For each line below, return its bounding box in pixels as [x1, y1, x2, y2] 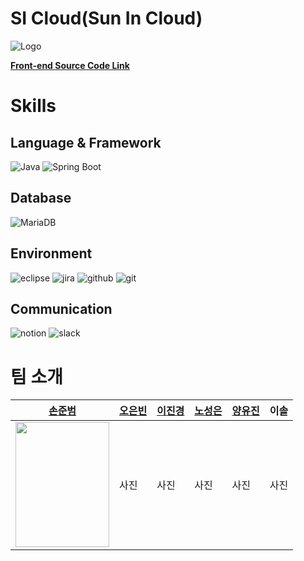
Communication [10, 300, 113, 317]
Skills [10, 95, 57, 117]
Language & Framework [10, 134, 162, 151]
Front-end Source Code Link [10, 59, 130, 71]
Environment [10, 245, 93, 262]
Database [10, 190, 72, 207]
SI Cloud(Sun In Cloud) [10, 7, 203, 30]
